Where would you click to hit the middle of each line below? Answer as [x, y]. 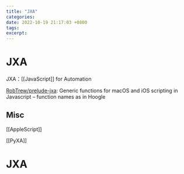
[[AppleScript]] [24, 129]
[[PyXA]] [17, 140]
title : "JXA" [22, 11]
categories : [20, 17]
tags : [13, 28]
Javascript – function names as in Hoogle [56, 97]
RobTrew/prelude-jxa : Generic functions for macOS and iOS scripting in [92, 91]
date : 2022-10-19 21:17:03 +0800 [47, 22]
